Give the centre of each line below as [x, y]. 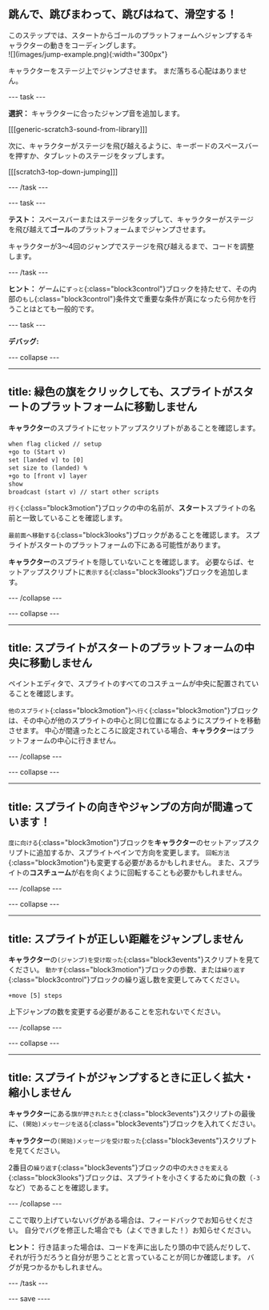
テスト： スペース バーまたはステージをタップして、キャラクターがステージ [131, 219]
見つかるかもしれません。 [64, 1267]
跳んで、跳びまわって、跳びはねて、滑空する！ [123, 14]
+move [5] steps [35, 996]
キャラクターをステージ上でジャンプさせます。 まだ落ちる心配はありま [124, 70]
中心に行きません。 [89, 741]
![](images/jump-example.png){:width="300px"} [88, 54]
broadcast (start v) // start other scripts [84, 492]
